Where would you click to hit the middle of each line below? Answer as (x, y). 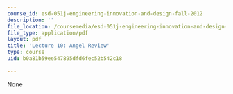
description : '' (31, 20)
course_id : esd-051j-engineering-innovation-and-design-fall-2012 (105, 13)
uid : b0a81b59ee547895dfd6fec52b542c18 (65, 59)
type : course (26, 53)
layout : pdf (24, 39)
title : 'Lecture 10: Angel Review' (59, 46)
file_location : (29, 26)
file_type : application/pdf (48, 33)
